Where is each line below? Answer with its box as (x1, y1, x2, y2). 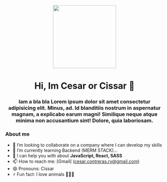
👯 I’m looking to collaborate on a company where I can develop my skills (12, 142, 162, 148)
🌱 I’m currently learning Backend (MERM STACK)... (12, 147, 118, 153)
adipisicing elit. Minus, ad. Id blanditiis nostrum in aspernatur (8, 104, 161, 111)
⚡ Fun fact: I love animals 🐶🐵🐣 (12, 171, 74, 177)
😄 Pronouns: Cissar (12, 166, 54, 172)
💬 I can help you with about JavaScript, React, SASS (12, 153, 122, 159)
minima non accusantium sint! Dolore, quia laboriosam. (16, 117, 153, 124)
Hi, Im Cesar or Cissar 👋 (34, 80, 135, 92)
